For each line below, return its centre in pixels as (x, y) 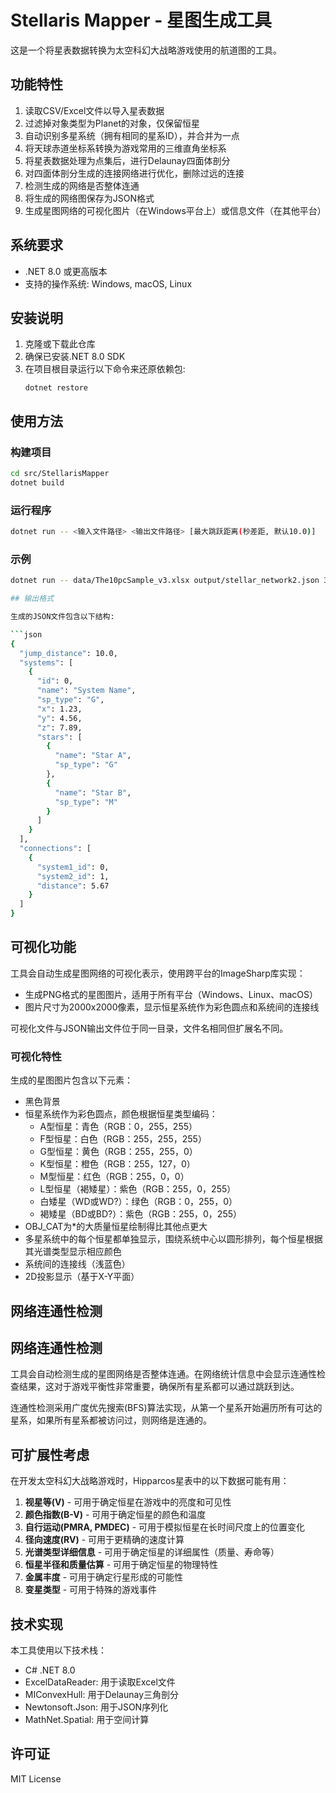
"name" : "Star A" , (93, 756)
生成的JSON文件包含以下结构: (62, 617)
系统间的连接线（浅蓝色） (77, 1264)
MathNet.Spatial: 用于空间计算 (87, 1719)
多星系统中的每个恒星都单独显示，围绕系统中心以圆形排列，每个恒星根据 (173, 1239)
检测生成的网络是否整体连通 (82, 185)
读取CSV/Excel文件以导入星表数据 (94, 110)
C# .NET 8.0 (50, 1670)
